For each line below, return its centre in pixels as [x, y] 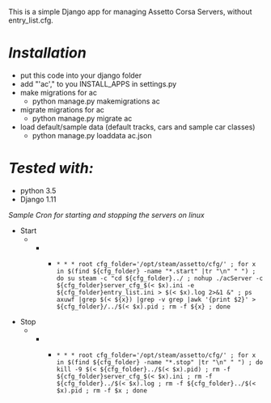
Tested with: [51, 168]
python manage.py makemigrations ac [96, 101]
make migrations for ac [58, 92]
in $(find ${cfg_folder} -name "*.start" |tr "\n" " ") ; [156, 271]
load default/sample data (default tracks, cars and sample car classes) [138, 127]
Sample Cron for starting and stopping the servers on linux [106, 214]
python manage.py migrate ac [82, 118]
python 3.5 [38, 190]
